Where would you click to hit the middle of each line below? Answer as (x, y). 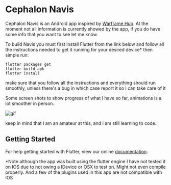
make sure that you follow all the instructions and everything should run (80, 83)
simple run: (17, 55)
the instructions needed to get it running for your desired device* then (79, 49)
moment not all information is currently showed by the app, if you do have (83, 29)
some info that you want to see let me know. (52, 34)
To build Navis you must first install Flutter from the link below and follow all (85, 44)
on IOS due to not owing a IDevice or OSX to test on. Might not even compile (86, 167)
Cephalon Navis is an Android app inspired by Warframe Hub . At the (77, 23)
